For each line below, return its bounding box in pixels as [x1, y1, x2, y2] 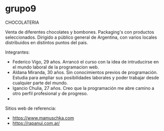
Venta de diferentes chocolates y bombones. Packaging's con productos [5, 29, 155, 35]
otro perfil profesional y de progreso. [12, 90, 88, 96]
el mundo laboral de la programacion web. [12, 64, 99, 70]
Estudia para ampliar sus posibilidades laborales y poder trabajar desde [12, 74, 159, 80]
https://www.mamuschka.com [12, 115, 75, 121]
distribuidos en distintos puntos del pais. [5, 39, 88, 45]
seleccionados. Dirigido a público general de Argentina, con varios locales [5, 34, 158, 40]
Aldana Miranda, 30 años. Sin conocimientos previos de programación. [12, 69, 158, 75]
